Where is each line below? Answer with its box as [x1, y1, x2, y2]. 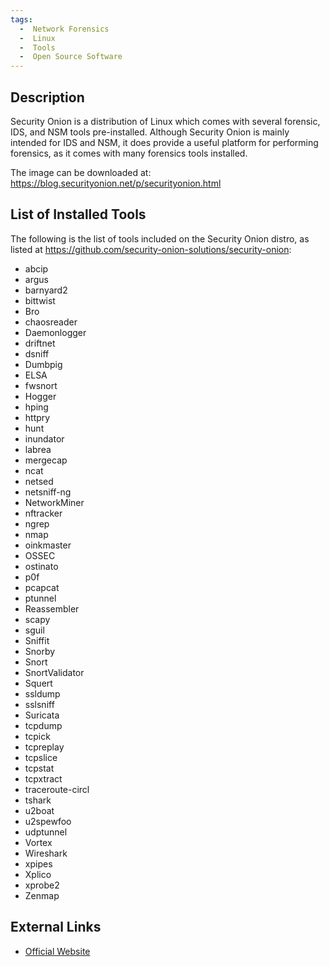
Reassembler [24, 602, 80, 615]
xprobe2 [24, 879, 60, 891]
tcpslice [24, 751, 58, 763]
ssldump [24, 687, 61, 700]
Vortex [24, 836, 53, 848]
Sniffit [24, 634, 50, 646]
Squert [24, 677, 53, 689]
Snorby [24, 645, 56, 657]
